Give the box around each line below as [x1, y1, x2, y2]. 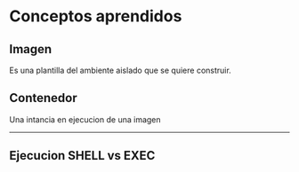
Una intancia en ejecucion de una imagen [9, 113, 162, 125]
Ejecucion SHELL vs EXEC [9, 148, 156, 163]
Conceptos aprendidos [9, 6, 182, 27]
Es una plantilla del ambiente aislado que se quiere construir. [9, 65, 231, 75]
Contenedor [9, 90, 77, 106]
